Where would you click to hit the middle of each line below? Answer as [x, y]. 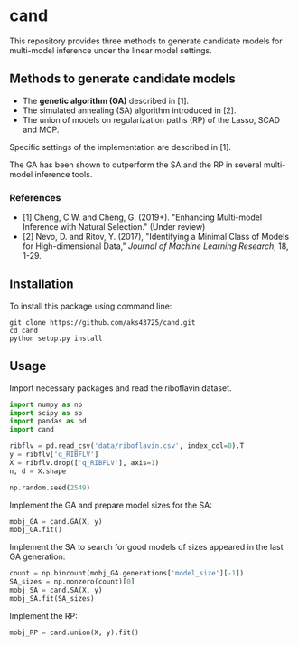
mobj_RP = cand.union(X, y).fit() [74, 632]
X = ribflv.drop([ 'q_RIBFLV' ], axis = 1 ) [84, 462]
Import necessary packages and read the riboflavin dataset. [121, 388]
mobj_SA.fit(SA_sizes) [52, 598]
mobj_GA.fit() [36, 530]
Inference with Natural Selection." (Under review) [114, 227]
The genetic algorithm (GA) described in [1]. [106, 100]
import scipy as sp [46, 413]
